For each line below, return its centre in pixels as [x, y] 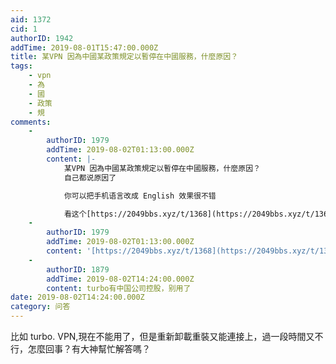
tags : [21, 66]
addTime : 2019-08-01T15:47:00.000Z [84, 47]
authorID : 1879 [78, 269]
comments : [31, 122]
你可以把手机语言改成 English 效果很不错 [140, 196]
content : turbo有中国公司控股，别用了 [119, 288]
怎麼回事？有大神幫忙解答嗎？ [89, 349]
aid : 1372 [31, 19]
